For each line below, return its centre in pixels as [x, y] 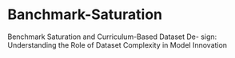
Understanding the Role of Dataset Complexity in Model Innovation [117, 44]
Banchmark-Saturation [85, 15]
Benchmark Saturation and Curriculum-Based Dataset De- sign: [112, 37]
